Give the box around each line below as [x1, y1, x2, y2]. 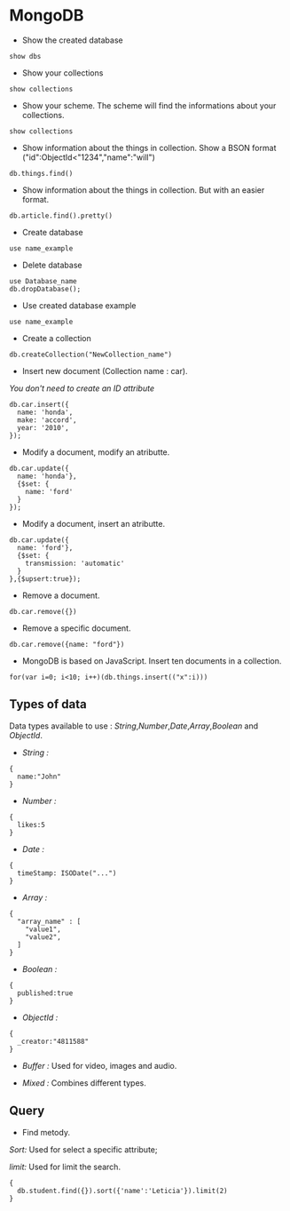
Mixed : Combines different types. [21, 1077, 146, 1088]
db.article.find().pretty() [9, 211, 114, 220]
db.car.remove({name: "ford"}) [9, 640, 125, 649]
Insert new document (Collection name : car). [21, 365, 188, 376]
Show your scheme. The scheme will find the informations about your [21, 100, 277, 111]
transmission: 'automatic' [25, 559, 125, 568]
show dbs [9, 52, 42, 60]
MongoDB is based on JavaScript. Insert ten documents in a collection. [21, 655, 282, 666]
